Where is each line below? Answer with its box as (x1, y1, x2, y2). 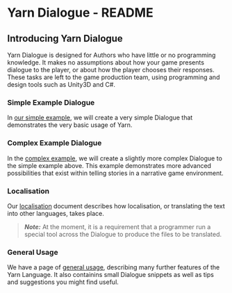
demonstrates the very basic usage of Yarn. (7, 121, 133, 129)
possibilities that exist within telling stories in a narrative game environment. (7, 169, 224, 177)
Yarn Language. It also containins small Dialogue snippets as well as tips (7, 271, 214, 279)
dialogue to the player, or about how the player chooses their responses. (7, 66, 215, 74)
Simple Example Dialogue (7, 97, 95, 107)
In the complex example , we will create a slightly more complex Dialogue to (7, 154, 222, 162)
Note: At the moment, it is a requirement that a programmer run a (24, 222, 211, 231)
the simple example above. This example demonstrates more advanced (7, 161, 212, 169)
